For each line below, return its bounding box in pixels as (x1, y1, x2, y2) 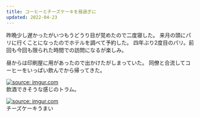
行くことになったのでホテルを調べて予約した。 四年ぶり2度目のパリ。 (16, 39, 189, 46)
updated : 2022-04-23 (6, 14, 58, 20)
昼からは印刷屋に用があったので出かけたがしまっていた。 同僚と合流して (6, 59, 186, 66)
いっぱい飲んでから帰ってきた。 (26, 66, 106, 73)
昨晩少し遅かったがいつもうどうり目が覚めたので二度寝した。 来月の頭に (6, 31, 186, 39)
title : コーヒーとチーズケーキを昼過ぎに (6, 8, 96, 15)
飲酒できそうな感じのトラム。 (6, 85, 80, 93)
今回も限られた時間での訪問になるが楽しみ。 (16, 46, 127, 54)
